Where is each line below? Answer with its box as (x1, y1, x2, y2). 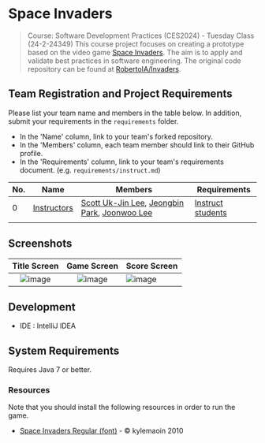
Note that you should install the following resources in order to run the (8, 403, 236, 412)
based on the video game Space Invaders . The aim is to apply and (27, 47, 243, 57)
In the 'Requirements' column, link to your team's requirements (19, 157, 225, 166)
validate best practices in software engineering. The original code (27, 56, 242, 65)
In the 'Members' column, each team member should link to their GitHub (19, 140, 255, 150)
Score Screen (125, 260, 178, 271)
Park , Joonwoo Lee (80, 207, 153, 218)
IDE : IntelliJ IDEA (19, 321, 77, 331)
